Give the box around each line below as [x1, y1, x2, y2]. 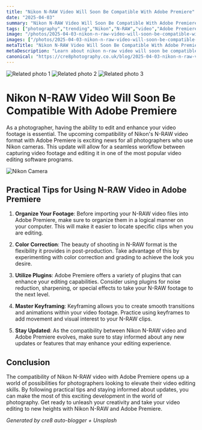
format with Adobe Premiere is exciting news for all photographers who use [6, 137, 194, 144]
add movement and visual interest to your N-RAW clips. [14, 315, 152, 322]
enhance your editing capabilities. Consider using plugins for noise [14, 278, 181, 286]
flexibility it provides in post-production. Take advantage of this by [14, 247, 180, 254]
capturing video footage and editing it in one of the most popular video [6, 149, 182, 156]
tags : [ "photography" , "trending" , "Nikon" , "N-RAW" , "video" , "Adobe [6, 25, 174, 32]
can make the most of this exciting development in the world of [6, 392, 162, 400]
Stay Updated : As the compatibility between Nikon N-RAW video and [14, 327, 187, 334]
